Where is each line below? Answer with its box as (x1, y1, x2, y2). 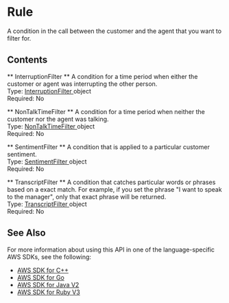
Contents (7, 54, 48, 66)
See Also (7, 227, 46, 239)
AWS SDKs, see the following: (7, 252, 91, 261)
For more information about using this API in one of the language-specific (7, 245, 215, 254)
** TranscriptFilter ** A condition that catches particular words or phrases (7, 178, 216, 186)
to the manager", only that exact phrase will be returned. (7, 192, 167, 201)
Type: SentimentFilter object (7, 157, 87, 166)
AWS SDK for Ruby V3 (16, 288, 80, 296)
